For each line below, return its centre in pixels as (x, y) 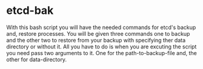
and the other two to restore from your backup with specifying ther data (96, 40)
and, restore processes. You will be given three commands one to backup (98, 33)
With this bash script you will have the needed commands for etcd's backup (101, 27)
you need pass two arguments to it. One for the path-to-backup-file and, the (101, 53)
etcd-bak (30, 11)
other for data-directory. (37, 59)
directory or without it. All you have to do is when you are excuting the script (101, 47)
